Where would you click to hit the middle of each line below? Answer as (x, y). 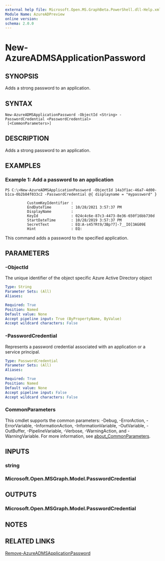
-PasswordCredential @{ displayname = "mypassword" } (101, 194)
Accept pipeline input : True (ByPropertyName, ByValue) (63, 319)
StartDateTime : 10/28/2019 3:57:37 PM (74, 220)
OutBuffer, (15, 431)
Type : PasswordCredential (31, 361)
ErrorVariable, (19, 425)
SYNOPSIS (22, 76)
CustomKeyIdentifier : (50, 203)
